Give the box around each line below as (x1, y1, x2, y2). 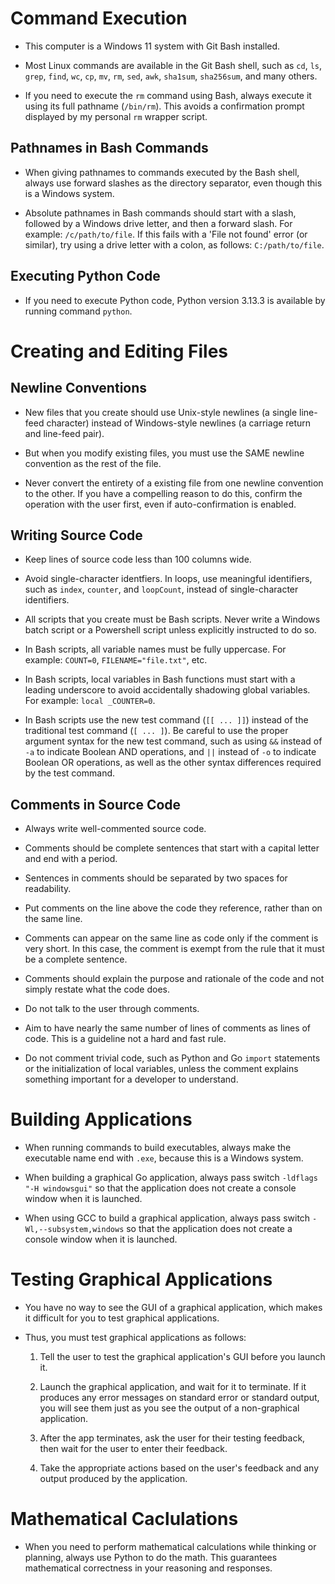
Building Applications (10, 1108, 193, 1131)
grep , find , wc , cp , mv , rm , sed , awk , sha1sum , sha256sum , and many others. (24, 70, 318, 82)
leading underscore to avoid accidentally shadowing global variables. (24, 684, 311, 696)
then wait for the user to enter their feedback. (39, 1443, 228, 1455)
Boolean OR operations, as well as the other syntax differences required (24, 757, 322, 769)
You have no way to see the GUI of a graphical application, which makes (24, 1302, 323, 1314)
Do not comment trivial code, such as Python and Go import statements (24, 1052, 321, 1064)
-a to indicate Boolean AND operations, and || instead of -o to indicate (24, 746, 317, 758)
